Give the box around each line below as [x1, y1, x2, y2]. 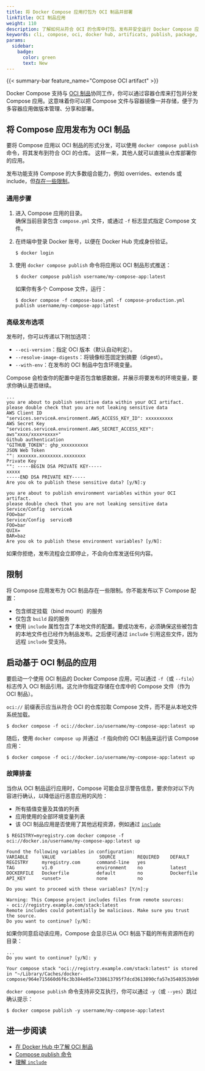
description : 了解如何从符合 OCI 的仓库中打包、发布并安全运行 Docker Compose [6, 26, 192, 32]
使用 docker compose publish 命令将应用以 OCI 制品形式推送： [15, 261, 171, 269]
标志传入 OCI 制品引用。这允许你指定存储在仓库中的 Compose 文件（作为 [6, 682, 190, 690]
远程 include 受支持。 [15, 638, 70, 645]
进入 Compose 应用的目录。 [15, 209, 86, 217]
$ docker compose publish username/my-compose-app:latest [15, 273, 166, 280]
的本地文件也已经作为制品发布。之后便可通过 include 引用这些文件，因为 [15, 630, 198, 637]
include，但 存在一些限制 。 [6, 178, 73, 185]
